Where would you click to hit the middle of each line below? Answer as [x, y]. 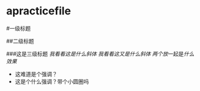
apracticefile [38, 11]
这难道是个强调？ [36, 74]
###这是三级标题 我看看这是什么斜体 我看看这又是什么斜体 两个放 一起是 [95, 54]
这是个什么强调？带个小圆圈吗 [52, 81]
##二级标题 [20, 41]
